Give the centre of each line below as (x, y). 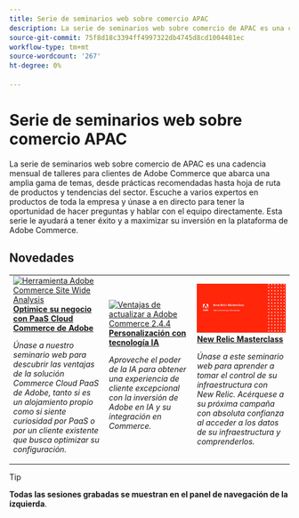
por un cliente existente (56, 431)
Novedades (42, 258)
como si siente (40, 412)
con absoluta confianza (241, 413)
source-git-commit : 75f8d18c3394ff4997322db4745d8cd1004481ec (127, 37)
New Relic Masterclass (240, 339)
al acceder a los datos (238, 423)
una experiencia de (144, 378)
